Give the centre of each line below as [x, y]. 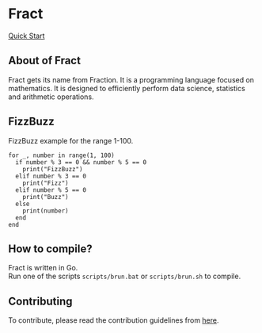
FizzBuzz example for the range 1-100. [71, 140]
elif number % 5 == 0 [51, 190]
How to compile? [50, 249]
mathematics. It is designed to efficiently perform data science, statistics [127, 88]
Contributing [40, 301]
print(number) [46, 211]
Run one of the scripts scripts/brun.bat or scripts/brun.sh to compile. [125, 276]
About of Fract [45, 61]
